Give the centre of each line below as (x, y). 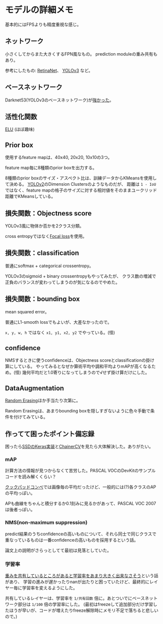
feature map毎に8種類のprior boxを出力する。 (51, 168)
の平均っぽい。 (20, 493)
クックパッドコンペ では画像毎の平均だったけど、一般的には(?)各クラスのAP (81, 487)
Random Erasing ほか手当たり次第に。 (43, 401)
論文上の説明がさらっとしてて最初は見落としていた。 (58, 550)
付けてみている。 (30, 417)
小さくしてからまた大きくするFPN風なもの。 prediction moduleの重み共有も (81, 54)
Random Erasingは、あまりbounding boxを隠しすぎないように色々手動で (78, 411)
